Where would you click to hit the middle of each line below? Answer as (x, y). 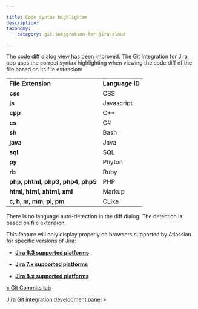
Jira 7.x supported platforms (51, 264)
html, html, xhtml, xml (41, 192)
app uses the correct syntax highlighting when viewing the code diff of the (99, 63)
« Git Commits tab (29, 288)
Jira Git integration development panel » (56, 299)
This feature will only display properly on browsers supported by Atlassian (99, 235)
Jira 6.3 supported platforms (52, 253)
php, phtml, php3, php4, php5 (53, 182)
